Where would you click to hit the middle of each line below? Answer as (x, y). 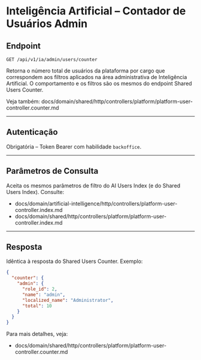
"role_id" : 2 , (40, 289)
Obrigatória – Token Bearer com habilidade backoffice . (74, 146)
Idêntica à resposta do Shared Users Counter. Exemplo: (74, 261)
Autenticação (32, 132)
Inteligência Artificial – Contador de (96, 11)
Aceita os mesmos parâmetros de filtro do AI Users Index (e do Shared (93, 185)
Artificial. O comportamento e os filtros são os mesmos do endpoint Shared (99, 83)
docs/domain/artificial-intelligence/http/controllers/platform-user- (96, 203)
